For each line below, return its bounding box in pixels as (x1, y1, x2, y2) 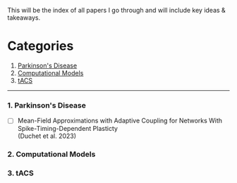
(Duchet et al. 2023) (17, 132, 76, 140)
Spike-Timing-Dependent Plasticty (17, 125, 119, 133)
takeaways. (7, 13, 41, 22)
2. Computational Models (7, 149, 96, 159)
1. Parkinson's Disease (7, 100, 87, 110)
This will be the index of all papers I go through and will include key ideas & (7, 6, 226, 14)
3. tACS (7, 168, 34, 178)
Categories (7, 38, 74, 54)
